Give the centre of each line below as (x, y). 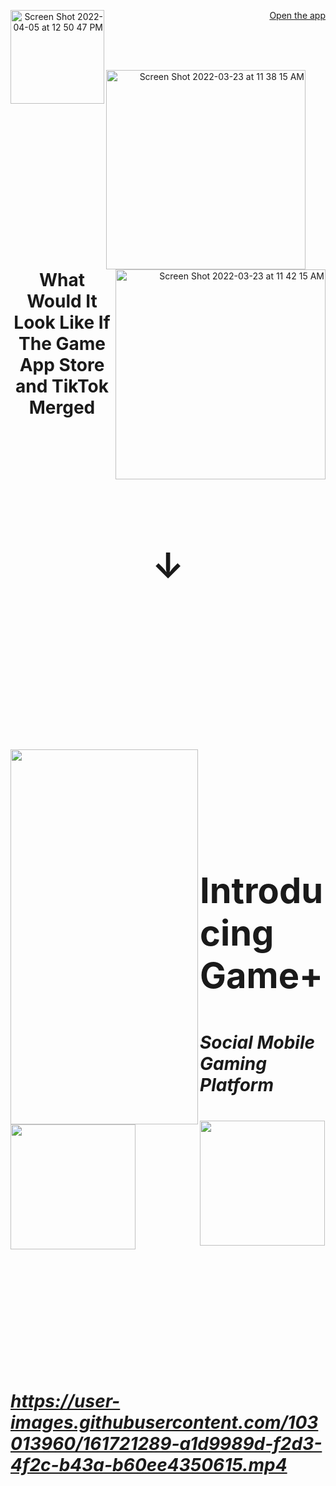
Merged (62, 407)
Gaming (233, 1064)
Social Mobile (257, 1042)
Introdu (261, 891)
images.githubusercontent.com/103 (164, 1422)
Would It (62, 301)
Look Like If (62, 322)
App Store (62, 365)
